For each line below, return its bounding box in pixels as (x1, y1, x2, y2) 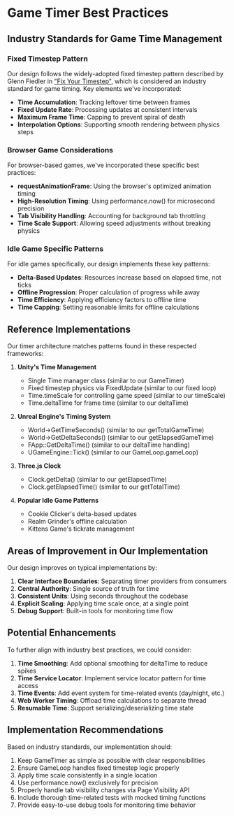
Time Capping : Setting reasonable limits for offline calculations (17, 303, 200, 312)
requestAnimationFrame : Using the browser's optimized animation (17, 182, 212, 190)
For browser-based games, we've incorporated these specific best (7, 161, 200, 169)
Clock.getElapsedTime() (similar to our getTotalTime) (27, 482, 180, 491)
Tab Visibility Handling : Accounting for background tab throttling (17, 212, 206, 220)
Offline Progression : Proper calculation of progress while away (17, 288, 200, 296)
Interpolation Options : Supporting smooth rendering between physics (17, 120, 220, 129)
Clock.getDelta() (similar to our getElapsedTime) (27, 475, 168, 484)
